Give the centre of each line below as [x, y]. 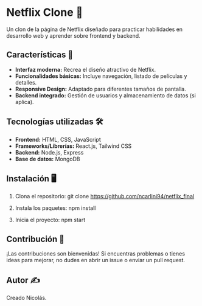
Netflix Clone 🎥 [45, 12]
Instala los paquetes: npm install [55, 208]
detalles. [26, 82]
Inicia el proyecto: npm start [50, 220]
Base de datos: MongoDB [47, 159]
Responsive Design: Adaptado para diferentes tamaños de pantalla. [101, 89]
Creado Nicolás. [26, 298]
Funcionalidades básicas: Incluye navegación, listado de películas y [101, 76]
